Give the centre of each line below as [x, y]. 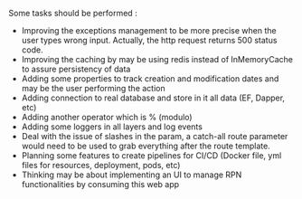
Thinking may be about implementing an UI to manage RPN [132, 175]
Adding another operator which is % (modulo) [107, 117]
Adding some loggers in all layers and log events [112, 127]
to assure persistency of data [76, 69]
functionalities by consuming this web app [100, 184]
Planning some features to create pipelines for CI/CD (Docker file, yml [151, 156]
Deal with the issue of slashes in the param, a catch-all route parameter [155, 136]
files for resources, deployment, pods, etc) [101, 165]
